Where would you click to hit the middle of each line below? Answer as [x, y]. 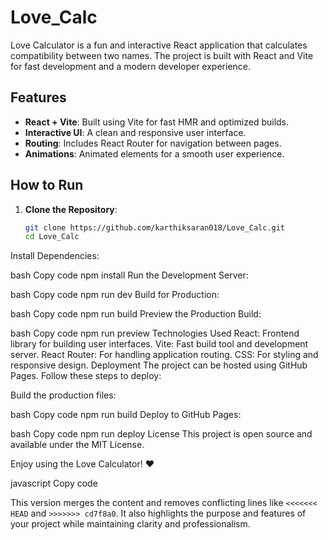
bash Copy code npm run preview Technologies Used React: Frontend [155, 333]
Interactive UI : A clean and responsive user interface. [135, 132]
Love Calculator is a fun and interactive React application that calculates [159, 45]
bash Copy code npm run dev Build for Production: [115, 295]
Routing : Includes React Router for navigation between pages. [153, 143]
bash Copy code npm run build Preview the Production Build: [136, 314]
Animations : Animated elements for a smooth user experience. [154, 153]
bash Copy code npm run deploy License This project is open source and [161, 434]
